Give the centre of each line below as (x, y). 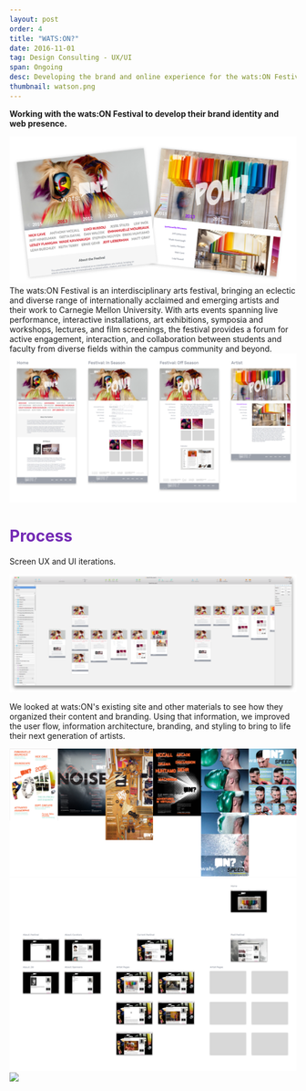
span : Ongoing (36, 68)
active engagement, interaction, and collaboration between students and (146, 339)
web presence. (38, 123)
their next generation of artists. (67, 735)
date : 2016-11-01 (42, 48)
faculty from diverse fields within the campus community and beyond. (141, 349)
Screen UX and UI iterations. (63, 561)
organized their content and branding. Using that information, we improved (150, 716)
